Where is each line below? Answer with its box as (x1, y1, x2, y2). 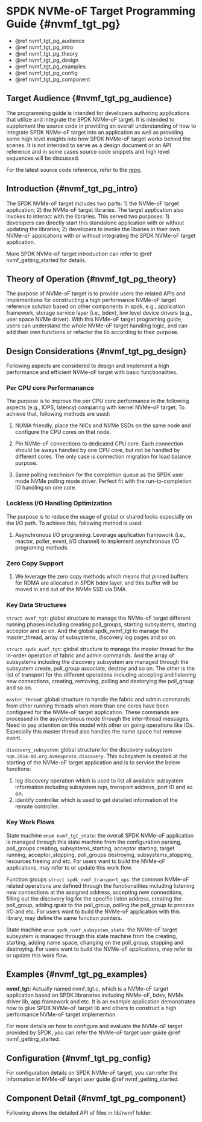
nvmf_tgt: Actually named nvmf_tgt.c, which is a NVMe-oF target (6, 985, 169, 992)
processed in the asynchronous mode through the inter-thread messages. (6, 715, 190, 723)
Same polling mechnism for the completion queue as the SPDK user (14, 471, 184, 479)
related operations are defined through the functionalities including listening (6, 882, 195, 889)
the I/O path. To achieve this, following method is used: (6, 519, 143, 527)
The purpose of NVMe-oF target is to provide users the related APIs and (6, 290, 186, 297)
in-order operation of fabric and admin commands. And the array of (6, 652, 174, 659)
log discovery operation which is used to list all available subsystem (14, 777, 184, 784)
